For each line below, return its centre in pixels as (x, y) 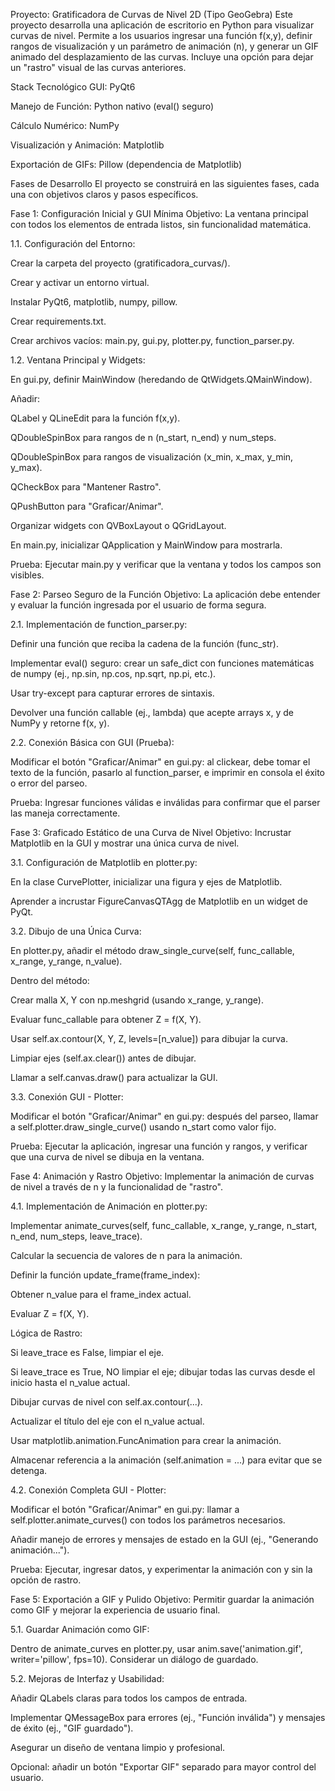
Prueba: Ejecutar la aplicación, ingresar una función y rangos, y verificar (159, 1146)
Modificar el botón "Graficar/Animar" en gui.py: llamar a (125, 1509)
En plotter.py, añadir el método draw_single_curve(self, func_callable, (152, 950)
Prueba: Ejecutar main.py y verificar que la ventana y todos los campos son (166, 564)
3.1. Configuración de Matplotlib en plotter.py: (104, 862)
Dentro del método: (50, 980)
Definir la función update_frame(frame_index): (105, 1275)
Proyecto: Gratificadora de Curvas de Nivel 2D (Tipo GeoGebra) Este (151, 14)
